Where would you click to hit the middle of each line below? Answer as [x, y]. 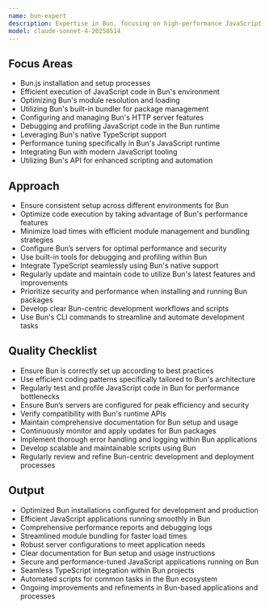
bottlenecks [40, 396]
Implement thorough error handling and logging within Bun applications [139, 439]
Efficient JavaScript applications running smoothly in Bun [115, 518]
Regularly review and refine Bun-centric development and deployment [137, 456]
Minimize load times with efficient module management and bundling [135, 231]
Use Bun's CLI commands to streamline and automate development [132, 317]
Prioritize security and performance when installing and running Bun [134, 291]
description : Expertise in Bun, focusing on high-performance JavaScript [135, 23]
